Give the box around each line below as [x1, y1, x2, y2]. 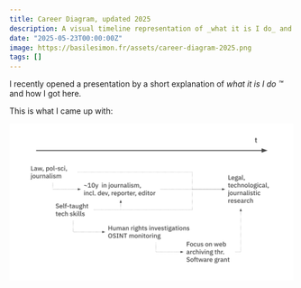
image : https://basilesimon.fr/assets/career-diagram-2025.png [9, 43, 252, 52]
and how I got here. [9, 88, 82, 99]
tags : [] [9, 52, 42, 62]
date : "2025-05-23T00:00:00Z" [9, 33, 123, 42]
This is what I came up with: [9, 106, 114, 116]
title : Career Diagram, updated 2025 [9, 14, 151, 23]
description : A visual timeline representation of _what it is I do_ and [9, 23, 293, 33]
